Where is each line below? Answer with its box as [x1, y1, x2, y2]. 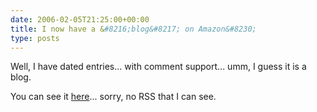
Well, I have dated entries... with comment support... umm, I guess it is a [10, 61, 307, 73]
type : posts [10, 33, 60, 43]
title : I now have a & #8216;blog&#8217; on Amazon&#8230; [10, 24, 257, 34]
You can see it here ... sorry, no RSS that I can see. [10, 91, 217, 103]
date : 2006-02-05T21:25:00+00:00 [10, 14, 150, 25]
